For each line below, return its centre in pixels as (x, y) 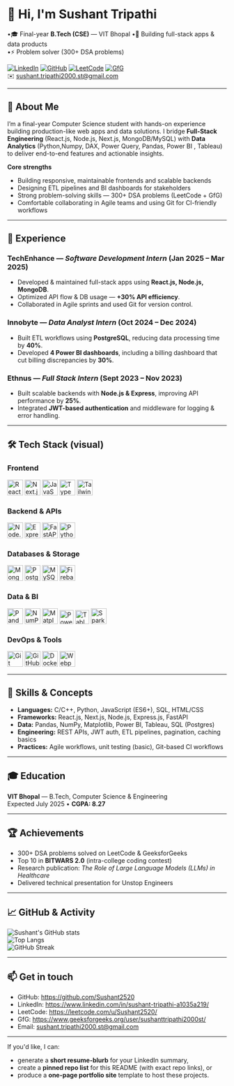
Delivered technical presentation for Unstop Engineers (95, 883)
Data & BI (23, 597)
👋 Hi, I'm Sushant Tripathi (82, 14)
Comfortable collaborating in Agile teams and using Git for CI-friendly (117, 202)
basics (27, 739)
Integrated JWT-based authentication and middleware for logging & (116, 408)
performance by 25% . (49, 401)
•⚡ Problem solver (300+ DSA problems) (66, 52)
